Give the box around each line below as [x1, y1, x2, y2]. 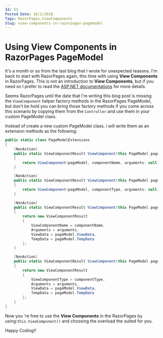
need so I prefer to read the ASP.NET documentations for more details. [5, 84, 147, 89]
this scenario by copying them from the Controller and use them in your [5, 108, 150, 114]
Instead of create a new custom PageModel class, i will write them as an [5, 123, 149, 129]
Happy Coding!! [5, 327, 36, 333]
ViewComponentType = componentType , [31, 277, 105, 282]
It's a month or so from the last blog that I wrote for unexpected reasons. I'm [5, 68, 158, 74]
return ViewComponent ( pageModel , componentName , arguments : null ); [22, 160, 162, 165]
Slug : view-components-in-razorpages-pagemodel [5, 20, 103, 26]
